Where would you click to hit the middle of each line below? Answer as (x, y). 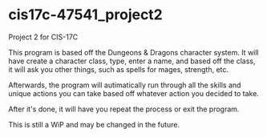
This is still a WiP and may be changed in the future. (94, 124)
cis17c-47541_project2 (85, 15)
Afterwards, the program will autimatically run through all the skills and (125, 85)
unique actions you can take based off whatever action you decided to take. (133, 93)
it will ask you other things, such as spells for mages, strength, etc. (119, 69)
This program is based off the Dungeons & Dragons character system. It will (133, 52)
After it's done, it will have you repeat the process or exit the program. (124, 109)
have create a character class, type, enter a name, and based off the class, (132, 61)
